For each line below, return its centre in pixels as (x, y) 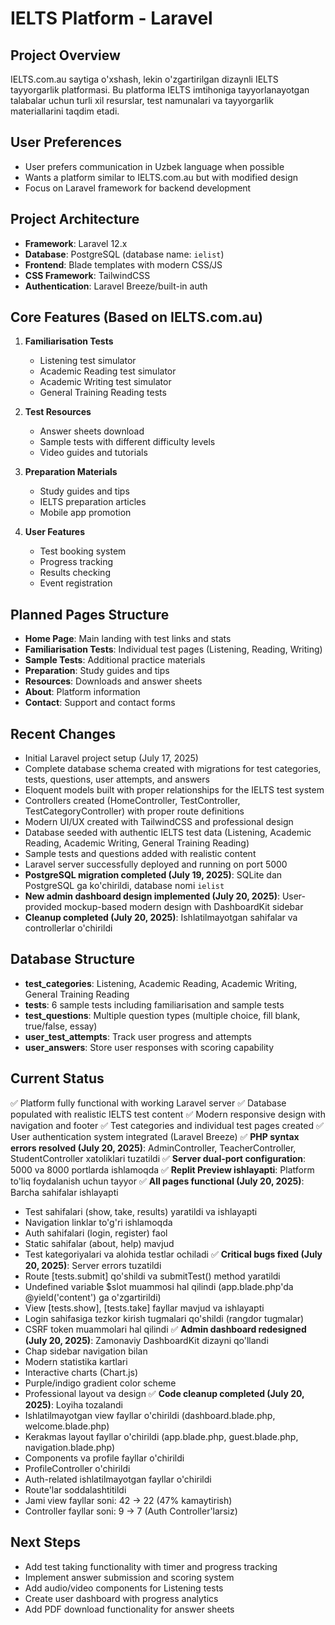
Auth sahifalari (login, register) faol (96, 1233)
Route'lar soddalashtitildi (75, 1489)
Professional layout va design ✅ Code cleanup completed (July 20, (164, 1393)
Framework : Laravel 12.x (76, 243)
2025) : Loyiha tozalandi (73, 1404)
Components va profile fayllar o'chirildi (104, 1458)
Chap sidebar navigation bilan (86, 1351)
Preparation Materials (71, 472)
